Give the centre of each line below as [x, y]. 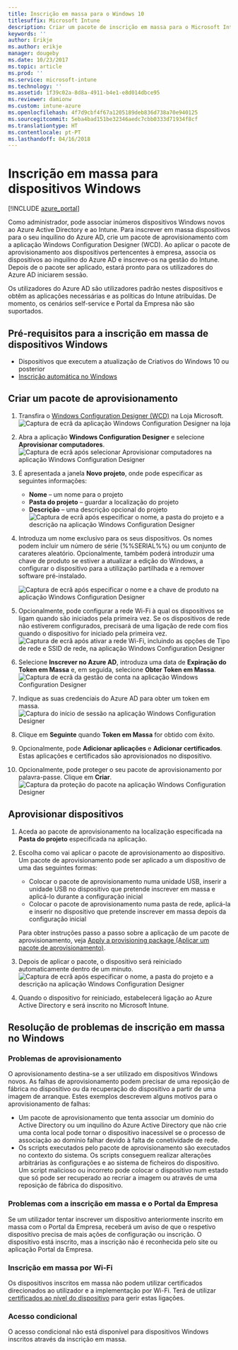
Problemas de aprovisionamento [65, 1058]
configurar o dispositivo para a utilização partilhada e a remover [111, 568]
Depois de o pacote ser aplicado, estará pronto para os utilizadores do [111, 267]
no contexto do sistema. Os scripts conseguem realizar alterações [114, 1155]
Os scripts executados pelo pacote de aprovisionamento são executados [124, 1148]
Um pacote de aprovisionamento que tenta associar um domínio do [116, 1118]
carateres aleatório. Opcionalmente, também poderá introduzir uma [116, 553]
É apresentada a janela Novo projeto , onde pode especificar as [111, 473]
